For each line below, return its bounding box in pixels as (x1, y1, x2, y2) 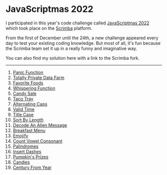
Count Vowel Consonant (12, 138, 62, 144)
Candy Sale (12, 90, 37, 96)
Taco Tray (12, 95, 34, 101)
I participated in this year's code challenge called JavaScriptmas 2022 (5, 20, 150, 26)
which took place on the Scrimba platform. (5, 25, 93, 31)
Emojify (12, 133, 29, 139)
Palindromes (12, 143, 39, 149)
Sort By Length (12, 117, 44, 123)
